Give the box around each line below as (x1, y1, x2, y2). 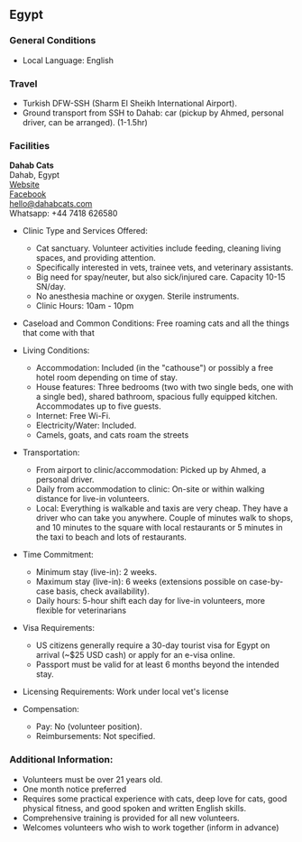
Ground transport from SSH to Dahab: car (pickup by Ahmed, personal (22, 107, 284, 118)
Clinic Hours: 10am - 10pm (35, 301, 134, 311)
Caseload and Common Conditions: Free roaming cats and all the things (22, 318, 290, 328)
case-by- (249, 577, 284, 588)
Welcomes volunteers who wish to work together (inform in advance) (22, 821, 279, 833)
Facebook (9, 189, 47, 199)
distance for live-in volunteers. (35, 494, 151, 504)
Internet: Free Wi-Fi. (35, 411, 111, 421)
